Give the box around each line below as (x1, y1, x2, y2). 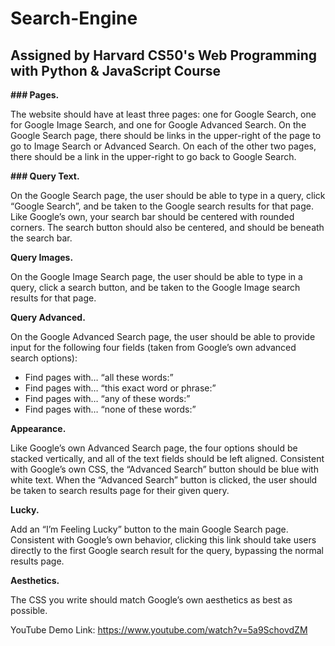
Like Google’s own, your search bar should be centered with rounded (10, 211, 295, 222)
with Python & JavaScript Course (10, 62, 222, 79)
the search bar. (10, 232, 73, 244)
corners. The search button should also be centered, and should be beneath (10, 222, 325, 233)
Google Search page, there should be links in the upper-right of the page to (10, 130, 322, 141)
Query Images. (10, 252, 74, 263)
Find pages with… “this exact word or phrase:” (24, 382, 217, 394)
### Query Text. (10, 170, 80, 182)
